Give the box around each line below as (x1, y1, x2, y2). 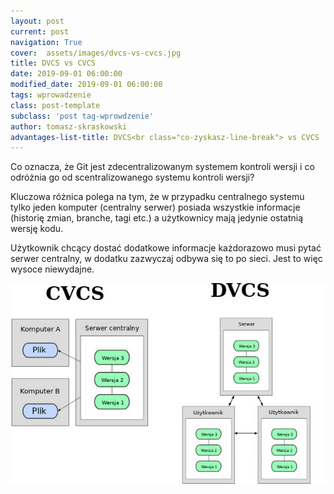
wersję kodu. (10, 223, 64, 235)
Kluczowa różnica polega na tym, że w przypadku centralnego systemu (10, 191, 305, 203)
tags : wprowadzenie (10, 90, 92, 100)
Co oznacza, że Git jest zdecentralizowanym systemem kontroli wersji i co (10, 161, 315, 173)
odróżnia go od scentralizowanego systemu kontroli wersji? (10, 171, 255, 184)
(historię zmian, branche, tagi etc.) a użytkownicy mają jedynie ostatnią (10, 212, 304, 224)
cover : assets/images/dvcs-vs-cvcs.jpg (10, 48, 182, 58)
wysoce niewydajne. (10, 263, 95, 275)
